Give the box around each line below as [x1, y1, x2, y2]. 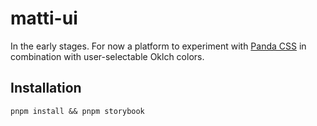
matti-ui [10, 7, 78, 30]
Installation [10, 80, 82, 97]
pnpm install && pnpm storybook [10, 106, 145, 116]
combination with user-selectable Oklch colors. [10, 50, 205, 62]
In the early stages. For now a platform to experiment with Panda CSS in [10, 40, 307, 52]
